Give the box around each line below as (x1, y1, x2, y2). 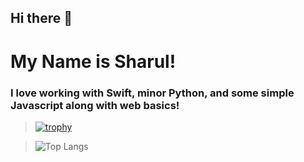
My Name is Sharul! (10, 50, 177, 73)
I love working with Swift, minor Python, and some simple (10, 86, 295, 100)
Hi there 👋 (10, 10, 73, 27)
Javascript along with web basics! (10, 98, 180, 112)
